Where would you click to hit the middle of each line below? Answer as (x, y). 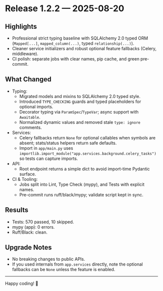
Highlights (21, 27)
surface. (28, 174)
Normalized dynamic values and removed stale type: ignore (80, 122)
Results (17, 210)
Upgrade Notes (28, 247)
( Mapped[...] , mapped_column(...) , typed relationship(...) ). (73, 43)
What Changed (28, 79)
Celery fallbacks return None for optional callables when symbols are (87, 137)
